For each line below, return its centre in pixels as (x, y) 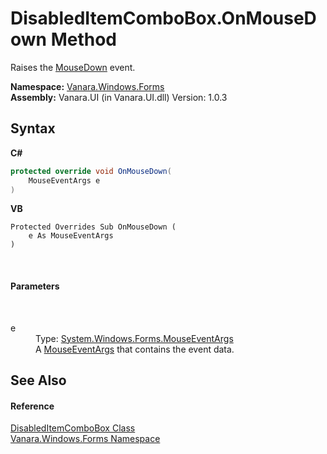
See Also (38, 380)
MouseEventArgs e (64, 180)
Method (83, 39)
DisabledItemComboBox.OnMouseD (163, 18)
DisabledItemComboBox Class (73, 428)
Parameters (35, 286)
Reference (32, 406)
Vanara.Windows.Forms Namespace (85, 439)
